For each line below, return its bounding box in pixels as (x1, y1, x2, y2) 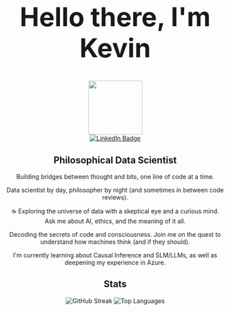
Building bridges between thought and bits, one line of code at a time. (16, 173, 214, 181)
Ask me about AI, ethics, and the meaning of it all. (44, 217, 186, 225)
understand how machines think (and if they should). (40, 237, 190, 246)
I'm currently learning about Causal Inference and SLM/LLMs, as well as (12, 251, 218, 259)
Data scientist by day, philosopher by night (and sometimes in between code (6, 186, 224, 194)
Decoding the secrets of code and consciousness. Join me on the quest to (9, 231, 221, 238)
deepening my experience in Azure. (64, 258, 166, 266)
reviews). (101, 193, 129, 202)
